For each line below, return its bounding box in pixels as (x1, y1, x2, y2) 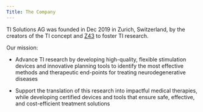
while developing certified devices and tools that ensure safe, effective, (15, 93, 195, 100)
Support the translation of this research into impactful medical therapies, (15, 86, 198, 94)
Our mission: (6, 44, 38, 51)
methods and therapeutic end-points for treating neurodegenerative (15, 68, 186, 76)
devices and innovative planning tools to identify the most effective (15, 62, 184, 69)
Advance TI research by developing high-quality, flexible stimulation (15, 55, 187, 63)
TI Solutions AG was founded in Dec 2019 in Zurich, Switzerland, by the (6, 26, 185, 33)
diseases (15, 75, 38, 82)
